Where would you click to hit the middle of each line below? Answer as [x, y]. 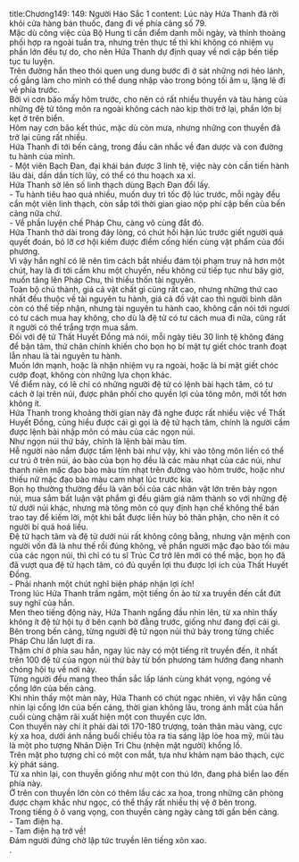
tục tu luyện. [32, 61]
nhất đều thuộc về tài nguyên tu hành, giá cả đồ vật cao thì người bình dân [146, 299]
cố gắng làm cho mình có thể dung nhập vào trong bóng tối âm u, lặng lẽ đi [147, 80]
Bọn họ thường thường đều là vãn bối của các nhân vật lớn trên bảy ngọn [143, 489]
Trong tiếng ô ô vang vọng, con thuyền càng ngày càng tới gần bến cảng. [144, 812]
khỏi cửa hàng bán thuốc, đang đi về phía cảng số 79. [108, 23]
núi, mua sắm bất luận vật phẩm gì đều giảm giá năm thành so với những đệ [148, 498]
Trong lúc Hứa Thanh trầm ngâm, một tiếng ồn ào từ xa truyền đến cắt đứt [145, 593]
